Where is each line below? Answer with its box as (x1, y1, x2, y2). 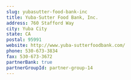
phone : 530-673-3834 (6, 48, 59, 54)
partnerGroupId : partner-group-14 (6, 64, 94, 71)
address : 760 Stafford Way (6, 20, 74, 26)
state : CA (6, 31, 31, 37)
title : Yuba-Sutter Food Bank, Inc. (6, 14, 98, 20)
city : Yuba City (6, 25, 47, 32)
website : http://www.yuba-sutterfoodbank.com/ (6, 43, 126, 49)
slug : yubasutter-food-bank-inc (6, 8, 88, 15)
